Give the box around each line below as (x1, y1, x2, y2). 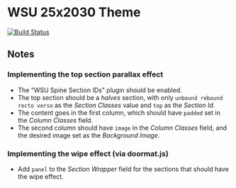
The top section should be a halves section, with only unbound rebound (17, 93, 223, 101)
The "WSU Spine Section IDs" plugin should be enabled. (17, 86, 182, 94)
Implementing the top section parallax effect (7, 70, 164, 79)
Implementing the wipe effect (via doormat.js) (7, 148, 169, 158)
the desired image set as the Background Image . (17, 131, 160, 139)
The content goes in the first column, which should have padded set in (17, 108, 221, 117)
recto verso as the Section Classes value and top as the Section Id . (17, 101, 215, 109)
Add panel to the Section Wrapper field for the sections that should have (17, 165, 229, 173)
